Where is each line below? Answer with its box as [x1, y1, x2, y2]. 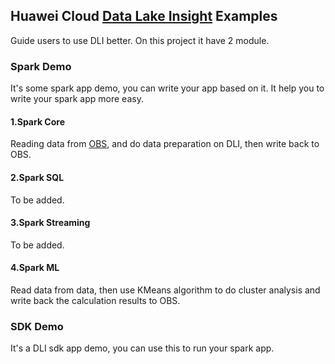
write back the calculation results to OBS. [10, 294, 181, 306]
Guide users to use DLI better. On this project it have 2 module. [10, 34, 270, 46]
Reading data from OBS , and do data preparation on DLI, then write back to [10, 138, 320, 150]
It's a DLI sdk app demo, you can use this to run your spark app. [10, 342, 275, 354]
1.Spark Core [10, 115, 65, 128]
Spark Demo [10, 59, 72, 73]
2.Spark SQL [10, 171, 65, 183]
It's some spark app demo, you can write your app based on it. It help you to [10, 82, 325, 94]
